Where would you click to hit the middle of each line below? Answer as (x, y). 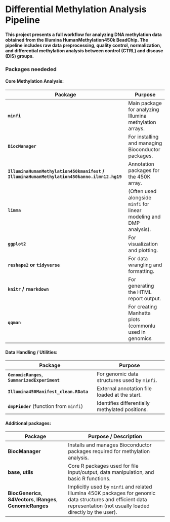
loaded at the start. (119, 395)
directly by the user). (93, 512)
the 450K (139, 177)
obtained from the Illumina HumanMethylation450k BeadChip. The (77, 40)
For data (138, 258)
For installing (143, 136)
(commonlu (142, 326)
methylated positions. (122, 409)
